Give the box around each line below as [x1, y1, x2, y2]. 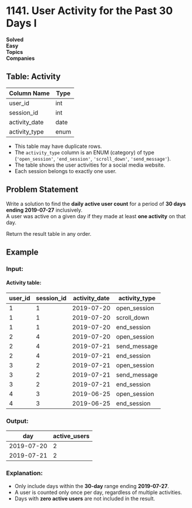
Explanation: [6, 469, 43, 477]
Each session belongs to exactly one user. [14, 167, 117, 174]
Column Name [9, 89, 50, 97]
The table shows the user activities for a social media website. [14, 161, 166, 168]
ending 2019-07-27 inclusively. [6, 206, 83, 214]
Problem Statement [6, 185, 79, 195]
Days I [6, 16, 37, 30]
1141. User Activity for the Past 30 [6, 4, 173, 18]
